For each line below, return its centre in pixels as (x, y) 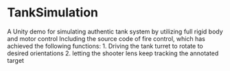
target (15, 60)
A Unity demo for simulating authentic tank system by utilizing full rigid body (115, 31)
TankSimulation (53, 13)
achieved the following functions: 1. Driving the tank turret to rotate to (105, 46)
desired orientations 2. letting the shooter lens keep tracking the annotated (113, 53)
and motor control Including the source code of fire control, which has (106, 38)
